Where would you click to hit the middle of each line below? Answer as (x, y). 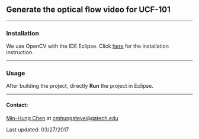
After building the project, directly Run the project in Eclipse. (80, 86)
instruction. (20, 52)
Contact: (17, 105)
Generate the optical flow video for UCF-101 (88, 10)
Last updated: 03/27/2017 (38, 130)
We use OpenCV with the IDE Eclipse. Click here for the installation (87, 46)
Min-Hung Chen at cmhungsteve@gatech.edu (62, 118)
